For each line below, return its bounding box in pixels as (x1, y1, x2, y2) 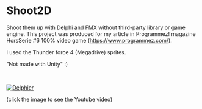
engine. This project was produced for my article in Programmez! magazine (6, 30, 197, 37)
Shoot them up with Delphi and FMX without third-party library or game (6, 24, 186, 31)
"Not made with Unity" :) (6, 60, 68, 68)
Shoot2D (6, 4, 52, 18)
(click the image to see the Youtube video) (6, 96, 113, 103)
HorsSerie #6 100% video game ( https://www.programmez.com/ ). (6, 37, 172, 44)
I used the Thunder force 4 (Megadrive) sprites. (6, 48, 126, 55)
